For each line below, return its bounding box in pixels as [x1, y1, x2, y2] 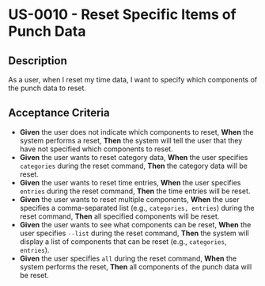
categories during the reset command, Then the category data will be [19, 161, 248, 170]
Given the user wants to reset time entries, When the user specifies [19, 177, 241, 187]
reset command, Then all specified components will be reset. [19, 212, 220, 221]
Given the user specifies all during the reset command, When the [19, 254, 237, 263]
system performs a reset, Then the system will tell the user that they [19, 135, 243, 145]
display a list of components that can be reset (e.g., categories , [19, 236, 227, 246]
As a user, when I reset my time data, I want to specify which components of [8, 75, 258, 84]
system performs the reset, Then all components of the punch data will [19, 261, 252, 271]
